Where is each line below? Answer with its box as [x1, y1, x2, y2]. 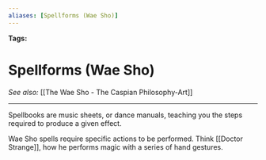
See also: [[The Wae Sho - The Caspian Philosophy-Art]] [8, 87, 193, 97]
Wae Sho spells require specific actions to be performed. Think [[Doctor [8, 134, 244, 143]
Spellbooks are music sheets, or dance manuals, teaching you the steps [8, 110, 243, 120]
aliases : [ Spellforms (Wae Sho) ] [8, 11, 119, 20]
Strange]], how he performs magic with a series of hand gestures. [8, 142, 223, 151]
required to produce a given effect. [8, 118, 122, 128]
